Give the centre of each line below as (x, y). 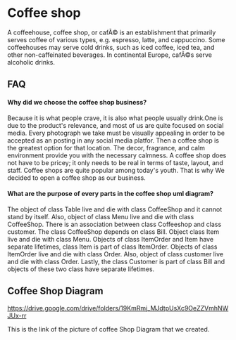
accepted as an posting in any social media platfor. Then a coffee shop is (113, 140)
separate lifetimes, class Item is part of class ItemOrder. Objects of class (112, 247)
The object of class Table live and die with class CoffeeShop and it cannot (115, 209)
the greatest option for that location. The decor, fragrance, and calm (106, 148)
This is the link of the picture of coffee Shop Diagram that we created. (108, 329)
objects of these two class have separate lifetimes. (81, 269)
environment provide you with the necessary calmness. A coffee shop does (117, 155)
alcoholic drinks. (31, 62)
